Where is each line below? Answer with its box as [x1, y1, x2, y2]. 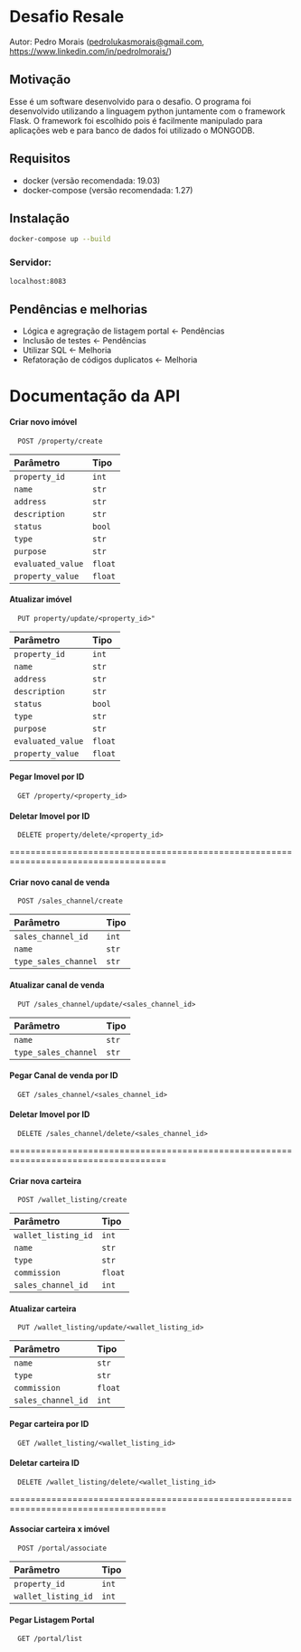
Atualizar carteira [9, 1303, 77, 1314]
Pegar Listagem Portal [9, 1614, 95, 1625]
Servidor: [9, 256, 52, 268]
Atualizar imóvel [9, 594, 72, 605]
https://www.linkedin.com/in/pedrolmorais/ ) [9, 45, 173, 56]
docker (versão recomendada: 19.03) [22, 174, 161, 186]
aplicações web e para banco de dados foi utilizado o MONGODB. [9, 125, 255, 136]
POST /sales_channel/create [17, 896, 124, 906]
